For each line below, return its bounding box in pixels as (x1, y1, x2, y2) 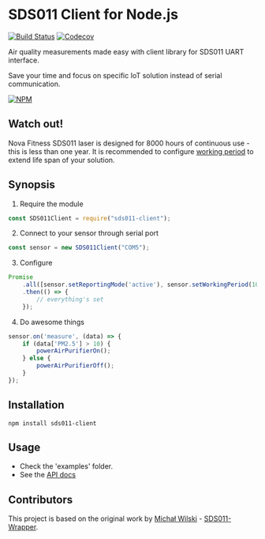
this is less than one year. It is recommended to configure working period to (8, 146, 254, 156)
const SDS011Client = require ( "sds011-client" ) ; (8, 214, 171, 222)
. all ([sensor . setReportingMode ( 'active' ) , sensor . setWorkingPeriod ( (22, 281, 252, 289)
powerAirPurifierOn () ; (36, 347, 111, 355)
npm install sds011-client (8, 419, 97, 428)
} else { (22, 354, 51, 363)
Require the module (19, 199, 84, 209)
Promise (8, 273, 34, 281)
